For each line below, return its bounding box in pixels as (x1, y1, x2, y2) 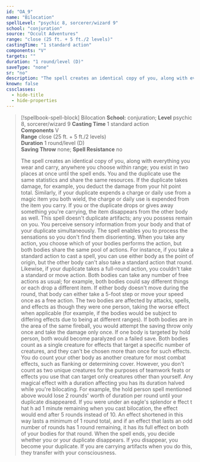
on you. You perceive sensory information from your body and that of (20, 220, 191, 227)
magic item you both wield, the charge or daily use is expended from (20, 195, 189, 202)
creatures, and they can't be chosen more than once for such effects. (20, 347, 192, 355)
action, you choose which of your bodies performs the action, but (20, 239, 182, 247)
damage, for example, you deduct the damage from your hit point (20, 183, 182, 190)
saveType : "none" (6, 64, 49, 70)
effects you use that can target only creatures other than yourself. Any (20, 372, 193, 380)
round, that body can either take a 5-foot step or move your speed (20, 290, 184, 297)
